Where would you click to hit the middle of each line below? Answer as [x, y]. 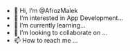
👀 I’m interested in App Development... [68, 18]
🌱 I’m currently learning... [49, 25]
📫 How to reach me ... [46, 40]
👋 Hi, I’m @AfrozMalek [46, 11]
